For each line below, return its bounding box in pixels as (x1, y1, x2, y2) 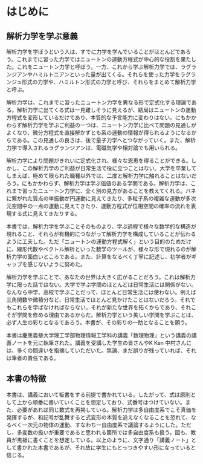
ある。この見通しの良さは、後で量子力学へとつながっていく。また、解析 (16, 137, 196, 143)
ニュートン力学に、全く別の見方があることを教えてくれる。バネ (37, 188, 196, 194)
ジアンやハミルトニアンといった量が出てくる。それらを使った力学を (11, 71, 181, 78)
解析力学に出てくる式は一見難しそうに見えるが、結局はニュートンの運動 (16, 106, 196, 113)
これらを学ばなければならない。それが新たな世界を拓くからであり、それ (11, 304, 192, 311)
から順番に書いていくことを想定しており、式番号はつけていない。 (22, 398, 185, 405)
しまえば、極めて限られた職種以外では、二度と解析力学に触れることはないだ (6, 172, 197, 179)
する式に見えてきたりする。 (11, 210, 80, 217)
